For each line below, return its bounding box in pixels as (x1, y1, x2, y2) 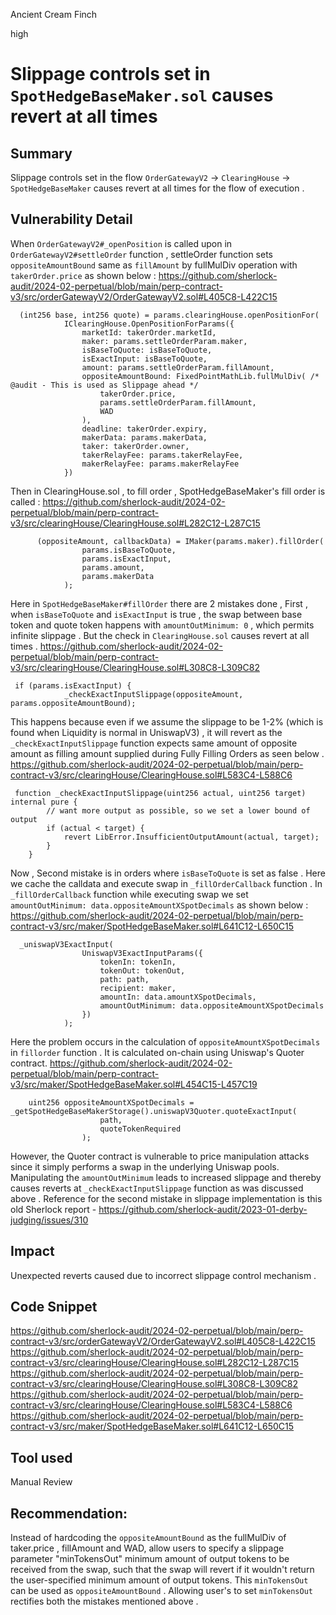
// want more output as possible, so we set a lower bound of (46, 805, 311, 816)
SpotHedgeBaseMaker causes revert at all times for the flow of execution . (10, 182, 305, 194)
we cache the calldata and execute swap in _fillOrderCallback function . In (10, 877, 323, 889)
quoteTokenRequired (99, 1124, 182, 1134)
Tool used (10, 1449, 73, 1466)
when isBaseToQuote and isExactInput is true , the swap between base (10, 608, 303, 620)
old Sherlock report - (10, 1203, 97, 1215)
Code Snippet (10, 1299, 98, 1316)
